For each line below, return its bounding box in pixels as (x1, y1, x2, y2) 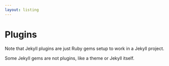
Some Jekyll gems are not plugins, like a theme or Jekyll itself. (5, 55, 135, 61)
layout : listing (5, 7, 39, 12)
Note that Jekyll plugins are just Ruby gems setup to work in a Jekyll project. (5, 45, 164, 51)
